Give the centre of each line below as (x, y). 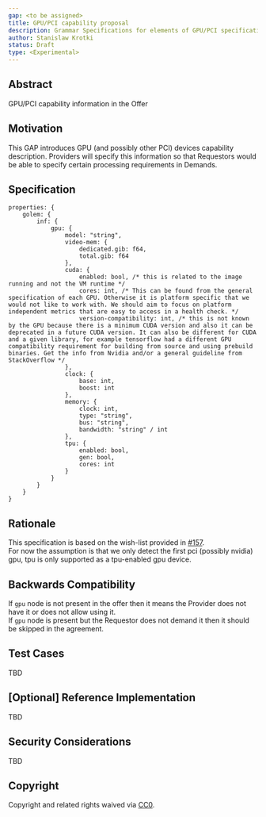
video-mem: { (86, 243)
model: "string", (93, 236)
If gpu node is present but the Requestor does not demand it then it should (129, 620)
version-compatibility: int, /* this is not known (164, 319)
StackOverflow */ (37, 361)
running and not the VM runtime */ (67, 284)
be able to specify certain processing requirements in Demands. (113, 164)
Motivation (36, 129)
